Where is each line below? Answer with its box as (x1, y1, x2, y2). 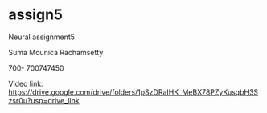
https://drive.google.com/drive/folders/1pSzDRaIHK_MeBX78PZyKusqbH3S (8, 87, 259, 97)
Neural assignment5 (8, 32, 75, 42)
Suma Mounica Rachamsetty (8, 47, 104, 57)
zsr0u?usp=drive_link (8, 95, 80, 105)
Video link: (8, 79, 43, 88)
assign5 (8, 6, 63, 24)
